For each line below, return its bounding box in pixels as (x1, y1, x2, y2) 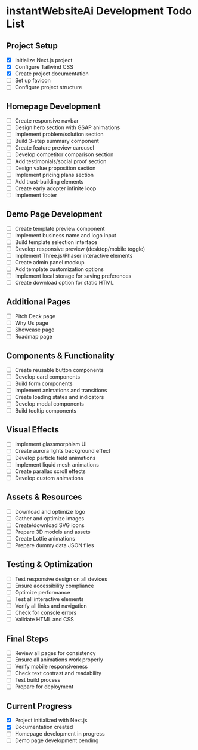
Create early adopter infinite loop (14, 184, 97, 192)
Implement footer (14, 191, 58, 199)
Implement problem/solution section (14, 130, 104, 138)
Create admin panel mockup (14, 259, 85, 266)
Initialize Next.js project (14, 57, 73, 63)
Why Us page (14, 319, 49, 327)
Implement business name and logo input (14, 231, 116, 239)
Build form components (14, 380, 73, 387)
